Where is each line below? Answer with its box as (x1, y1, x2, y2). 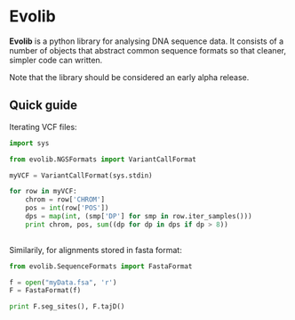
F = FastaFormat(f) (9, 286, 82, 295)
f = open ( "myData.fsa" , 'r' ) (9, 278, 117, 287)
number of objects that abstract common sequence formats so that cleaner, (9, 45, 287, 55)
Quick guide (9, 98, 78, 113)
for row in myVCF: (9, 187, 77, 196)
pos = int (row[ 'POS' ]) (25, 203, 109, 213)
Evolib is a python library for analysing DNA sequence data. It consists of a (9, 36, 284, 46)
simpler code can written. (9, 54, 103, 65)
